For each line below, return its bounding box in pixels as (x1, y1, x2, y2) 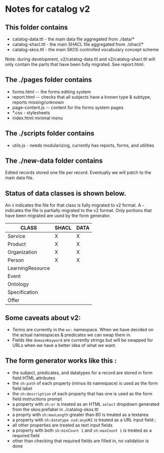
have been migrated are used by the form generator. (5, 213, 111, 219)
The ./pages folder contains (5, 75, 92, 84)
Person (7, 257, 24, 264)
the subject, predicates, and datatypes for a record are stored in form (12, 370, 153, 376)
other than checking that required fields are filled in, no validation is (12, 438, 149, 444)
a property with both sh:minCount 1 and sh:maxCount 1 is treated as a (12, 427, 152, 433)
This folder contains (5, 23, 68, 32)
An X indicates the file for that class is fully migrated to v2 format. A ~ (5, 202, 145, 208)
